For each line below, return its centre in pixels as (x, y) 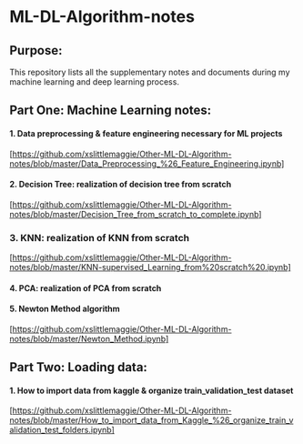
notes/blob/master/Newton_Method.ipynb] (89, 338)
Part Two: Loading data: (79, 367)
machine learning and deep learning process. (95, 82)
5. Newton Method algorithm (65, 309)
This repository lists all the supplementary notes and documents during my (150, 72)
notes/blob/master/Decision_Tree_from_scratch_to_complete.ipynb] (136, 214)
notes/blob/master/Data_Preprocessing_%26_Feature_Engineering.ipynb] (147, 163)
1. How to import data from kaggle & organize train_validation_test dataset (151, 390)
